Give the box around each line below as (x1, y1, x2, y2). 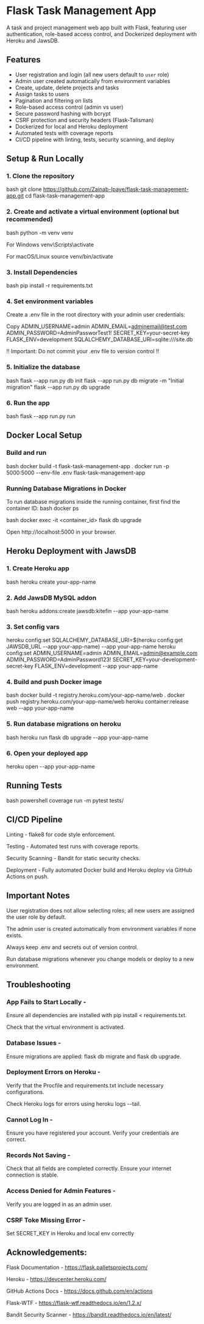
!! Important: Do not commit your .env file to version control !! (6, 348, 160, 355)
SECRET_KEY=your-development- (112, 656, 198, 663)
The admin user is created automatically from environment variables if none (6, 925, 197, 932)
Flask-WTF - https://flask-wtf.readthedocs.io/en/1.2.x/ (6, 1299, 142, 1306)
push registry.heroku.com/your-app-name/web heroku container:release (6, 698, 189, 705)
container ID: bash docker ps (6, 504, 79, 512)
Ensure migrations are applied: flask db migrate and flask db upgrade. (6, 1053, 181, 1060)
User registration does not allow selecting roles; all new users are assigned (6, 907, 195, 914)
